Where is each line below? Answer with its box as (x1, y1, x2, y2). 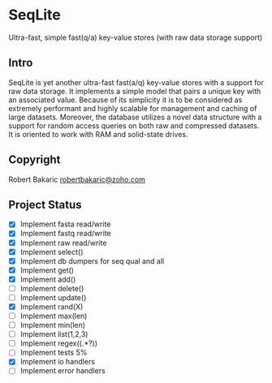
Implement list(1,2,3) (19, 329, 89, 339)
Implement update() (19, 292, 87, 302)
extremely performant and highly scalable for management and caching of (8, 103, 257, 113)
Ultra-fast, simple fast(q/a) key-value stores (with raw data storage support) (8, 32, 263, 42)
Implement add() (19, 274, 76, 284)
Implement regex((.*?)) (19, 338, 98, 348)
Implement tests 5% (19, 347, 88, 358)
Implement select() (19, 247, 84, 256)
